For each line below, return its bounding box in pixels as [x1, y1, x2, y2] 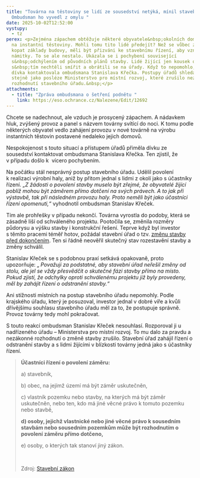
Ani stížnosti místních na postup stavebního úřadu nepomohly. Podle [6, 291, 174, 298]
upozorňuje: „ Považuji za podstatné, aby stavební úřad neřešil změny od [6, 261, 186, 268]
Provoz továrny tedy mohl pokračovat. [6, 310, 100, 317]
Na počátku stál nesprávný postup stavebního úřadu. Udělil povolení [6, 168, 174, 176]
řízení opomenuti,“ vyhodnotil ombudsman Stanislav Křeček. [6, 200, 155, 207]
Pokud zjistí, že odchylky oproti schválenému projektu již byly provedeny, [6, 273, 186, 280]
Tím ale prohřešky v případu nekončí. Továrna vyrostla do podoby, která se [6, 211, 190, 218]
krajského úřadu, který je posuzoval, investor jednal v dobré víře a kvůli [6, 298, 180, 305]
